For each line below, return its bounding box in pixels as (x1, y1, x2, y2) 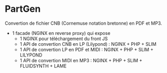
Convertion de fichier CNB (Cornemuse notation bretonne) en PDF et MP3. (5, 20, 162, 26)
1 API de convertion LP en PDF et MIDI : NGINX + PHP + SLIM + (19, 46, 154, 52)
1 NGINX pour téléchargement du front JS (19, 35, 108, 42)
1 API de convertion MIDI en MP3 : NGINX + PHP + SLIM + (19, 57, 143, 63)
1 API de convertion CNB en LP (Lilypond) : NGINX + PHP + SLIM (19, 41, 157, 47)
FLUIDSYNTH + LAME (19, 63, 67, 69)
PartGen (5, 3, 41, 15)
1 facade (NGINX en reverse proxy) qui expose (12, 30, 111, 36)
